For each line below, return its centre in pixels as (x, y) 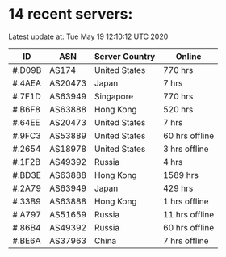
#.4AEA (27, 83)
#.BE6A (27, 241)
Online (188, 56)
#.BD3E (27, 175)
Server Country (125, 56)
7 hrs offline (186, 241)
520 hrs (178, 109)
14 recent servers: (71, 14)
